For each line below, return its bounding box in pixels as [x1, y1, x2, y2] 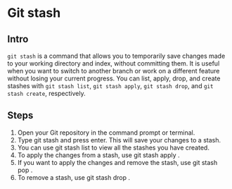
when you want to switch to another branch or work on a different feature [7, 67, 220, 75]
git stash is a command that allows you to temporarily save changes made [7, 51, 226, 60]
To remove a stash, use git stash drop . [17, 173, 131, 181]
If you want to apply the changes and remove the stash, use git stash [17, 158, 218, 166]
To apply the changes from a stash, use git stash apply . [17, 150, 181, 159]
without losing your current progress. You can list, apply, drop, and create [7, 74, 221, 83]
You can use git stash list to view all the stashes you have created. [17, 143, 210, 152]
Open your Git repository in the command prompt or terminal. [17, 128, 195, 137]
